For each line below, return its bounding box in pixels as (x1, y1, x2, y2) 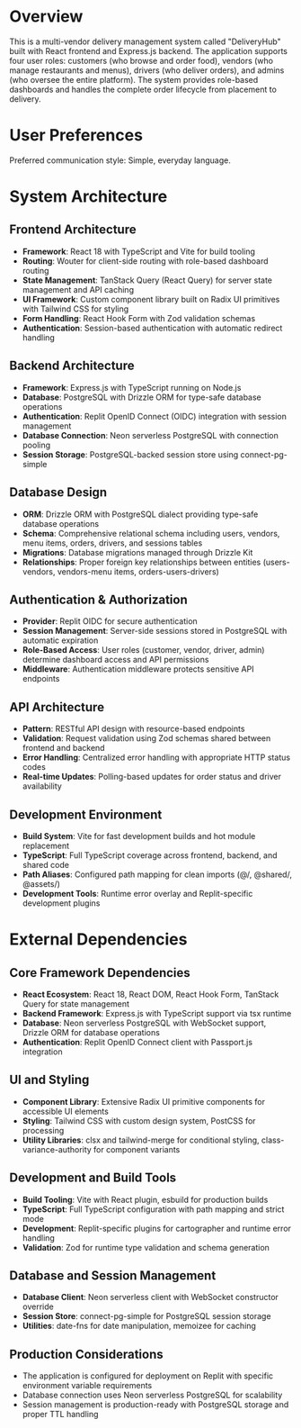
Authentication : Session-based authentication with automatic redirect (22, 322, 283, 333)
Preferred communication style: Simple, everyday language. (9, 155, 231, 166)
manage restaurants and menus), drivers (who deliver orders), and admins (9, 65, 285, 76)
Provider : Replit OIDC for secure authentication (22, 616, 198, 627)
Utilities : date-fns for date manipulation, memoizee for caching (22, 1321, 256, 1332)
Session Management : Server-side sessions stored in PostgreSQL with (22, 626, 288, 637)
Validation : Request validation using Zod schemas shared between (22, 733, 271, 744)
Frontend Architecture (9, 222, 137, 238)
